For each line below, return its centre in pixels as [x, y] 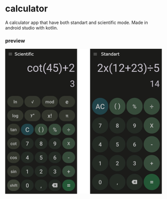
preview [15, 40]
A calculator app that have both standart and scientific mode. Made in [77, 22]
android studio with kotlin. [32, 27]
